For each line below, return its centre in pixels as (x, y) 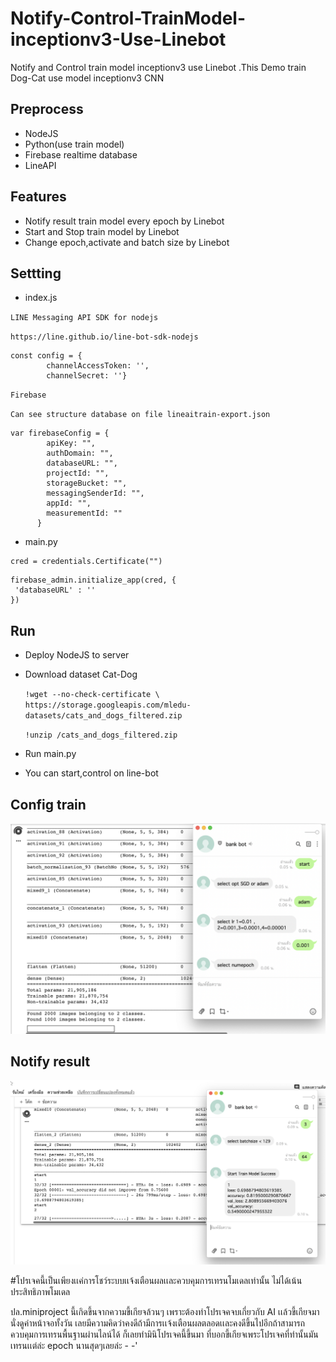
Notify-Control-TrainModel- (128, 18)
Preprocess (47, 109)
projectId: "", (78, 473)
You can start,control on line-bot (91, 773)
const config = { (46, 356)
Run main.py (50, 754)
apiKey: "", (71, 443)
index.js (41, 298)
